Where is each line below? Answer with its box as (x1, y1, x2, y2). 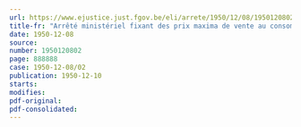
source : (9, 38, 39, 47)
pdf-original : (9, 96, 63, 106)
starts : (9, 80, 39, 89)
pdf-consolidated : (9, 105, 78, 114)
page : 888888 (9, 55, 58, 63)
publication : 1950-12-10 (9, 72, 102, 80)
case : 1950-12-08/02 (9, 63, 87, 72)
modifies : (9, 88, 47, 97)
